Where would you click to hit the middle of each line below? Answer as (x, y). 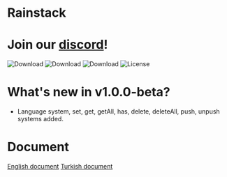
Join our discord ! (58, 45)
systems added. (41, 119)
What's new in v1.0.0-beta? (89, 92)
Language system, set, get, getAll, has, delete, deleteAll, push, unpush (118, 111)
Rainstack (37, 13)
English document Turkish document (60, 166)
